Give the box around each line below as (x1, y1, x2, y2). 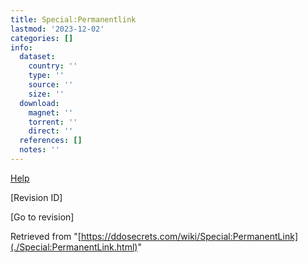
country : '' (28, 61, 78, 71)
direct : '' (28, 126, 74, 136)
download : (19, 98, 60, 108)
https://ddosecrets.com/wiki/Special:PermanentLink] (80, 230, 298, 242)
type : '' (28, 71, 65, 81)
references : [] (19, 136, 83, 146)
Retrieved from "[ (10, 230, 82, 242)
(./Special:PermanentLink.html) (10, 241, 138, 253)
